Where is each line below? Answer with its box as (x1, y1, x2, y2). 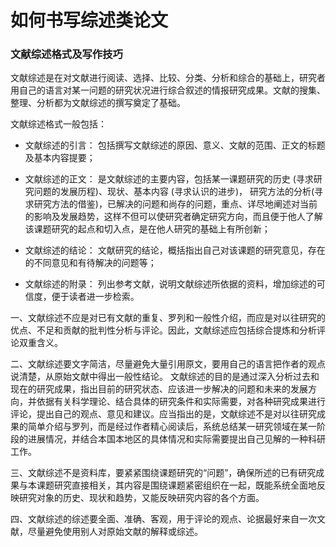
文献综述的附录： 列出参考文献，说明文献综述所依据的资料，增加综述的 (24, 278, 317, 290)
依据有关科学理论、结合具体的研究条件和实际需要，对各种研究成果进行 (36, 396, 326, 408)
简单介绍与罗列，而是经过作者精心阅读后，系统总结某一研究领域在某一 (27, 421, 317, 433)
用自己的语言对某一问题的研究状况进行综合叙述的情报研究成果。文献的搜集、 (10, 84, 326, 96)
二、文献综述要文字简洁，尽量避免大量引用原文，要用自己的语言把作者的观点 (10, 358, 326, 370)
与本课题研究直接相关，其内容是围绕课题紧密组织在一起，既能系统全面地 (18, 479, 317, 491)
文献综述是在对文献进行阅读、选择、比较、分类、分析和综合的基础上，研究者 (10, 72, 326, 84)
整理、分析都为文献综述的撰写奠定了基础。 (10, 97, 186, 109)
